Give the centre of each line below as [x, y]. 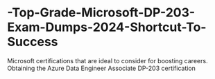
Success [33, 42]
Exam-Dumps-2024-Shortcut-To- [107, 27]
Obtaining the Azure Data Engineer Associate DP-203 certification [102, 68]
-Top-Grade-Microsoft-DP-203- [101, 13]
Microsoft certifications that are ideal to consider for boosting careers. [108, 60]
